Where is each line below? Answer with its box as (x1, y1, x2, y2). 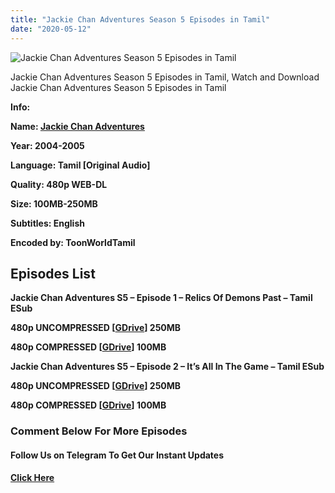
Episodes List (10, 265, 96, 282)
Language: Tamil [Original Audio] (10, 159, 151, 171)
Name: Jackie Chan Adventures (10, 120, 145, 132)
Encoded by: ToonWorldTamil (10, 236, 136, 248)
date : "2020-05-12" (10, 24, 92, 34)
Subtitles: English (10, 217, 85, 229)
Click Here (10, 472, 55, 484)
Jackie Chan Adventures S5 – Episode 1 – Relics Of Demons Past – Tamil (10, 292, 313, 304)
